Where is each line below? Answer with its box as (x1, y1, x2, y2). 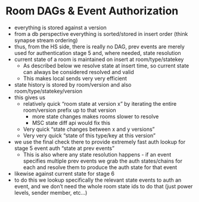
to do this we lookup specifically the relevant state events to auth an (14, 176, 182, 183)
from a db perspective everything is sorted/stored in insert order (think (14, 30, 188, 37)
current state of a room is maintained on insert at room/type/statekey (14, 56, 184, 63)
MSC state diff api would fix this (32, 119, 111, 126)
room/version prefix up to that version (23, 106, 117, 114)
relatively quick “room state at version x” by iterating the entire (23, 100, 177, 107)
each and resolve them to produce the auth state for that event (23, 163, 178, 171)
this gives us (14, 94, 46, 101)
